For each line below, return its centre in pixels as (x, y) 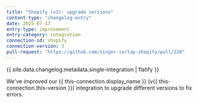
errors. (15, 94)
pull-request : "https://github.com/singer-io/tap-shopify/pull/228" (96, 52)
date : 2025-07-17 (29, 23)
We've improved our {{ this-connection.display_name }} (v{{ (82, 81)
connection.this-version (36, 88)
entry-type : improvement (38, 29)
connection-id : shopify (37, 40)
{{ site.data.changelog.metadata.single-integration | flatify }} (83, 69)
